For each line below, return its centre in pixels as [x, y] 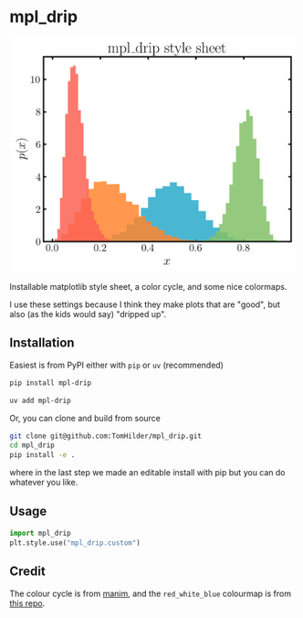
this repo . [27, 603]
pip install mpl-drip [51, 383]
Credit [27, 572]
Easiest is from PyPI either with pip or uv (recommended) [116, 365]
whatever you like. [44, 483]
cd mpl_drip [32, 445]
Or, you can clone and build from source [85, 418]
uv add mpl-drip [40, 400]
